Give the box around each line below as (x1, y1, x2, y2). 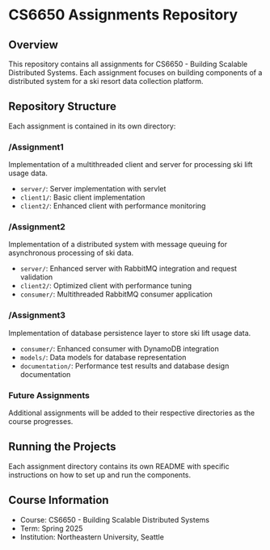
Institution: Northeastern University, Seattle (19, 531, 164, 542)
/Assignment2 (8, 221, 66, 233)
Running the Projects (8, 440, 116, 454)
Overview (8, 38, 59, 52)
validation (19, 272, 53, 282)
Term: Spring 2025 (19, 523, 83, 533)
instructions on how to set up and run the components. (8, 470, 192, 480)
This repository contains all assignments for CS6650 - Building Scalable (8, 59, 248, 69)
